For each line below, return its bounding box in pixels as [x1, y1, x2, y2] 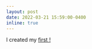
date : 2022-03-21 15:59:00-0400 [6, 14, 86, 20]
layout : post [6, 8, 39, 15]
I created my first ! [6, 36, 51, 44]
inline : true [6, 20, 39, 26]
